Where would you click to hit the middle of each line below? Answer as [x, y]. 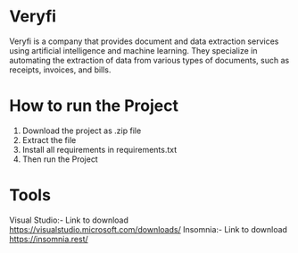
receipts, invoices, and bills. [60, 70]
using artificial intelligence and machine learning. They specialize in [133, 50]
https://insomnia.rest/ [49, 239]
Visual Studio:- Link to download [69, 220]
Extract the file [49, 139]
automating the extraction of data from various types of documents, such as [149, 60]
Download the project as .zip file [82, 131]
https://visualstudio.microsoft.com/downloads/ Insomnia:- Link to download [149, 229]
